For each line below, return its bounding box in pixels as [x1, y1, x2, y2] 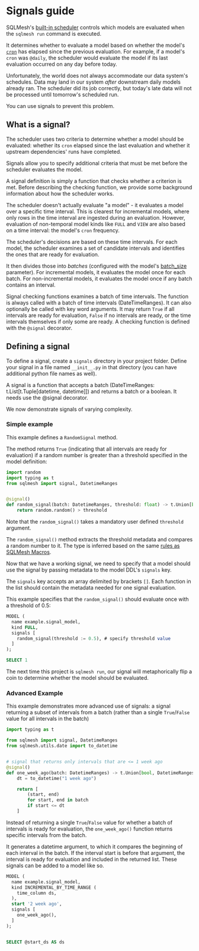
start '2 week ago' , [11, 901, 62, 907]
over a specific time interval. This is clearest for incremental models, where [6, 208, 190, 215]
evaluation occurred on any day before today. [6, 61, 117, 68]
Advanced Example [6, 689, 63, 698]
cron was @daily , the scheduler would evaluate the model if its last [6, 54, 168, 61]
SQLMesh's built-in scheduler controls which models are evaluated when [6, 24, 185, 31]
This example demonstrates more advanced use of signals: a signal [6, 702, 171, 710]
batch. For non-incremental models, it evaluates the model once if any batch [6, 275, 192, 282]
